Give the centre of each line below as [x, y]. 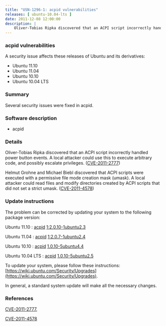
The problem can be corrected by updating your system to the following [78, 212]
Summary [17, 95]
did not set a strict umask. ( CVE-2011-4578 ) [50, 188]
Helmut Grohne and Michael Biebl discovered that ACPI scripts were [74, 173]
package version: [23, 217]
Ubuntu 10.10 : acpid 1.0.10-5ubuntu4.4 [44, 246]
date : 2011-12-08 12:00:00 [33, 19]
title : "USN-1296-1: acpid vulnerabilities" [52, 10]
